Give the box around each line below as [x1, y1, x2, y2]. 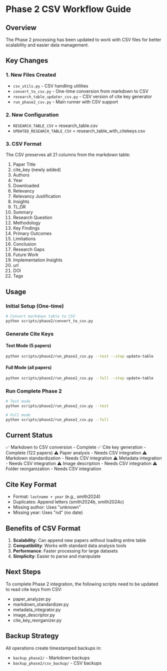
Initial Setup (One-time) [5, 302, 64, 309]
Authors [12, 172, 29, 178]
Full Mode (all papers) [5, 364, 52, 370]
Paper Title [12, 161, 36, 167]
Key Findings [12, 225, 40, 231]
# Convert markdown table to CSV [5, 313, 75, 318]
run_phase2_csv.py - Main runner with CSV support [12, 98, 118, 104]
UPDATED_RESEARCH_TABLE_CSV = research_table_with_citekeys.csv [12, 127, 145, 133]
